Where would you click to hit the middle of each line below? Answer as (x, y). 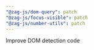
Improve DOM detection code (43, 41)
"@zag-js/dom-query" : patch (42, 12)
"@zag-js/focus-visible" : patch (47, 18)
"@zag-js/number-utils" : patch (45, 23)
